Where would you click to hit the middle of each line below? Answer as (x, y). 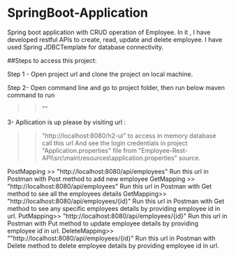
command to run (31, 95)
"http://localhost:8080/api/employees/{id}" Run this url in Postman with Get (116, 201)
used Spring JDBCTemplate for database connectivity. (86, 47)
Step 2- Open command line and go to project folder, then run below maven (116, 87)
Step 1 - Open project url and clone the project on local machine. (100, 74)
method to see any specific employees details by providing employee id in (114, 208)
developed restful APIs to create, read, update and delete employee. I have (115, 39)
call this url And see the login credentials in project (115, 143)
